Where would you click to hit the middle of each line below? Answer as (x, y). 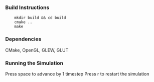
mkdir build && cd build (40, 18)
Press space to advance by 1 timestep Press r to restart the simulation (77, 73)
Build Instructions (27, 7)
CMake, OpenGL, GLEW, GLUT (37, 50)
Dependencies (23, 39)
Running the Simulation (34, 63)
